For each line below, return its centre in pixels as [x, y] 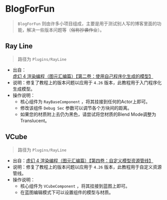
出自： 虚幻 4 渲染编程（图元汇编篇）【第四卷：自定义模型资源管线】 [83, 160]
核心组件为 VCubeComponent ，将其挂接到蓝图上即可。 [75, 186]
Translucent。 [35, 120]
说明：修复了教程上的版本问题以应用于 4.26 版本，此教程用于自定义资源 [87, 167]
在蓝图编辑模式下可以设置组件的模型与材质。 [67, 192]
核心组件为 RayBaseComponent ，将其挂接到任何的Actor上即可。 [85, 102]
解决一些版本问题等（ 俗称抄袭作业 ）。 [66, 30]
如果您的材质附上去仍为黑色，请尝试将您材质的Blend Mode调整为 [88, 114]
